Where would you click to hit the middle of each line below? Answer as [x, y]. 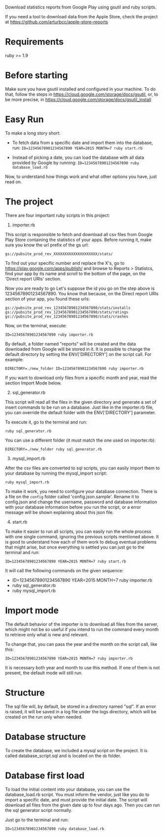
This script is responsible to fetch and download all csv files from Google [79, 234]
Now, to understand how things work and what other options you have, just [81, 176]
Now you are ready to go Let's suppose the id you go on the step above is [80, 288]
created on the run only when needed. [44, 717]
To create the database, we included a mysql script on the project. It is [76, 750]
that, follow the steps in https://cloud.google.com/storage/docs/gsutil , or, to [82, 94]
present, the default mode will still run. [44, 673]
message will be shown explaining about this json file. [59, 512]
